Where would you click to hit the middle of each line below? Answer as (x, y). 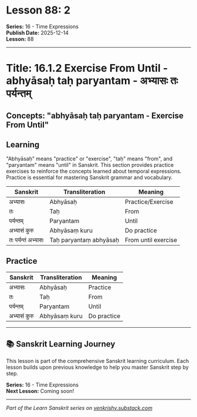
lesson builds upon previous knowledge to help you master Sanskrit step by (97, 367)
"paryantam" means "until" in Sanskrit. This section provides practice (90, 165)
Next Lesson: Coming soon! (40, 391)
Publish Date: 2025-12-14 (38, 32)
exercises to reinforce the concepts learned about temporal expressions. (94, 171)
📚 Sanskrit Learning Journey (61, 344)
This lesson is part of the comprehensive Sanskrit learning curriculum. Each (98, 361)
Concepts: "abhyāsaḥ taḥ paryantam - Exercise (95, 115)
